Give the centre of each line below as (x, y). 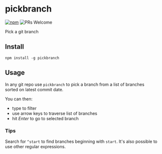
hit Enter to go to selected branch (45, 118)
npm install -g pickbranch (32, 58)
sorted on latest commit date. (34, 89)
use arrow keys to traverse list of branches (55, 113)
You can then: (19, 99)
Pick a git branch (22, 31)
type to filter (24, 108)
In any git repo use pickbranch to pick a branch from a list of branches (75, 84)
